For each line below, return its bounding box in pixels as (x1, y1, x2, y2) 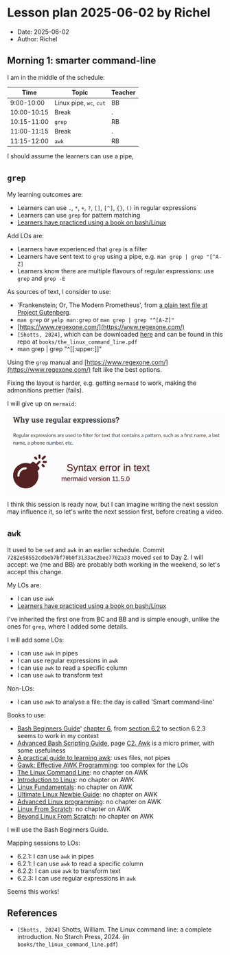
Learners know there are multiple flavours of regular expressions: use (16, 266, 214, 275)
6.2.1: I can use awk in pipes (16, 852, 94, 860)
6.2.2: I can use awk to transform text (16, 866, 122, 875)
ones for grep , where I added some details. (7, 622, 128, 631)
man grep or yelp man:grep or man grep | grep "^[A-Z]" (16, 315, 175, 324)
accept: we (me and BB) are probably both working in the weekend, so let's (7, 560, 220, 569)
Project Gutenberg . (16, 308, 71, 316)
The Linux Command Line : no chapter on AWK (16, 768, 148, 776)
